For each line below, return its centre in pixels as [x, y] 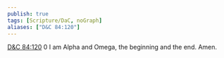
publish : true [28, 14]
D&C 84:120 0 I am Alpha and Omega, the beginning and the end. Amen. [112, 47]
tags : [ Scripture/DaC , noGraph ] [55, 21]
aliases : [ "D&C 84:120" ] [44, 27]
